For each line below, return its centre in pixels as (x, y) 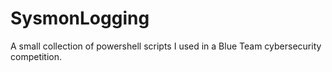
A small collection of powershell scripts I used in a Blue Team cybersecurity (166, 46)
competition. (36, 56)
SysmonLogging (80, 18)
